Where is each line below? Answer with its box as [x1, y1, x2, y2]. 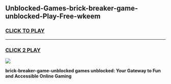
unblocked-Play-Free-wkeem [5, 12, 101, 21]
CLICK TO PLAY [5, 27, 45, 35]
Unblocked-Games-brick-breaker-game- [5, 4, 138, 13]
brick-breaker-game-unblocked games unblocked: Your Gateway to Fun [5, 67, 161, 73]
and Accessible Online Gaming [5, 73, 72, 79]
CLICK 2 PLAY [5, 46, 41, 53]
